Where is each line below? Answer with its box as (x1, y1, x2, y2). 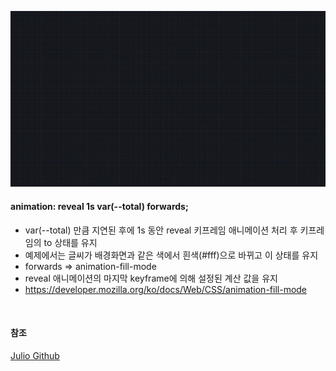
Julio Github (10, 349, 60, 361)
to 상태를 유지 (43, 236, 98, 248)
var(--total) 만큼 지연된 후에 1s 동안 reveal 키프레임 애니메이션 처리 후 (24, 224, 298, 236)
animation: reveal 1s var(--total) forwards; (10, 201, 189, 212)
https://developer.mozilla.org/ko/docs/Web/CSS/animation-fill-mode (24, 283, 308, 295)
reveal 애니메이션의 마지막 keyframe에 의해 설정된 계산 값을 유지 (24, 272, 278, 284)
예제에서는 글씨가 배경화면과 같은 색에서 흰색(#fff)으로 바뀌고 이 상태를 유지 (24, 249, 319, 261)
